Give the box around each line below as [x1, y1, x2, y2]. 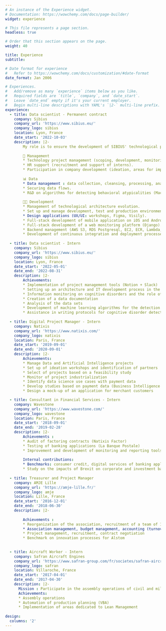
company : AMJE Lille [14, 480, 56, 485]
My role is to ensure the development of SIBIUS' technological [23, 144, 158, 149]
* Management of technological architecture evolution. [23, 204, 140, 209]
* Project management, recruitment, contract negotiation [23, 531, 145, 536]
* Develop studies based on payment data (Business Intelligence [23, 384, 161, 389]
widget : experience [5, 16, 45, 21]
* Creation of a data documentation [23, 296, 98, 301]
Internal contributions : [23, 457, 74, 462]
